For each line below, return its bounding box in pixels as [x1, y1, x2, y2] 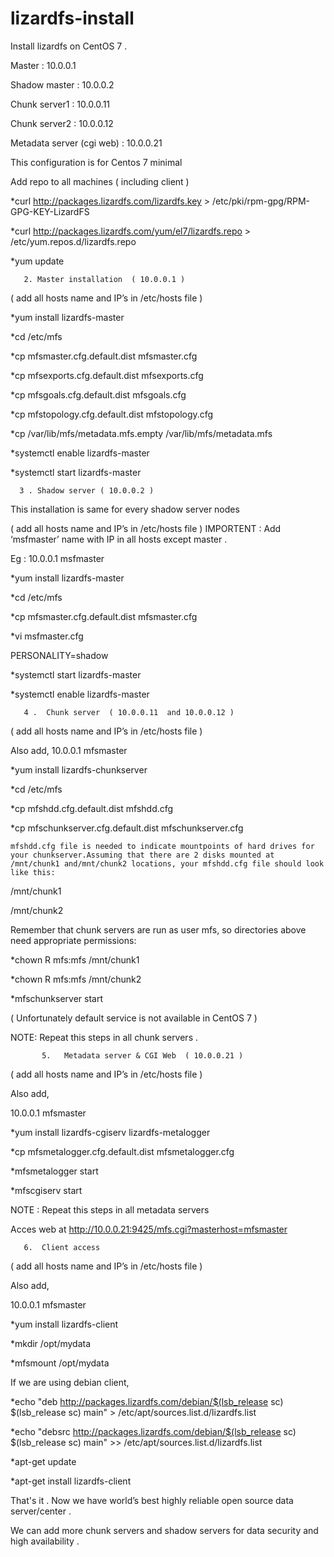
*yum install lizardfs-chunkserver [10, 763, 148, 776]
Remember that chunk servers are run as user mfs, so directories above [10, 923, 307, 936]
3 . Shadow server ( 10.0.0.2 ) [19, 485, 155, 496]
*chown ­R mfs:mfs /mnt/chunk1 [10, 953, 140, 966]
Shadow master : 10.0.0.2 [10, 78, 115, 91]
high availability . [10, 1535, 80, 1547]
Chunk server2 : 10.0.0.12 [10, 117, 114, 129]
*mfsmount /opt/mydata [10, 1357, 110, 1369]
